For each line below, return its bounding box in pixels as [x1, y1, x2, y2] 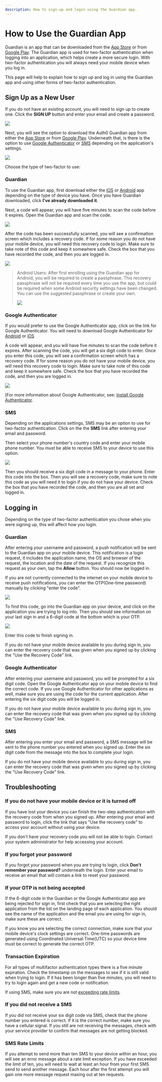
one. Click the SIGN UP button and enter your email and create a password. [5, 111, 155, 117]
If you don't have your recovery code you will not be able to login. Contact [5, 834, 153, 840]
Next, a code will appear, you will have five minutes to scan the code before [5, 207, 156, 213]
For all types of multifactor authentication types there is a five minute [5, 964, 143, 970]
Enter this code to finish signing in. [5, 633, 74, 638]
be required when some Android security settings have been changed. [16, 285, 158, 291]
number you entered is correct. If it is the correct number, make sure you [5, 1017, 150, 1023]
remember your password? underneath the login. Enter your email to [5, 867, 144, 873]
